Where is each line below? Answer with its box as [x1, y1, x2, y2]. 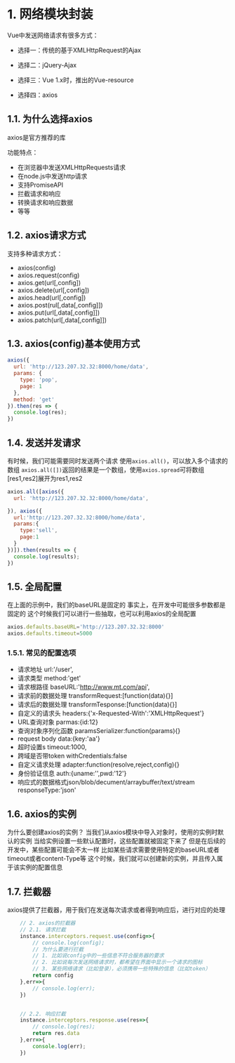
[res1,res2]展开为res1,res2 [7, 474, 83, 482]
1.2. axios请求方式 [7, 230, 86, 242]
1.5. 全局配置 [7, 581, 62, 593]
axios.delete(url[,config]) [17, 286, 90, 294]
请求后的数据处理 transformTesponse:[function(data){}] [17, 700, 177, 709]
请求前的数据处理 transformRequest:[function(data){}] [17, 692, 173, 700]
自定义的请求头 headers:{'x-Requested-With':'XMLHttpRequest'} [17, 709, 205, 718]
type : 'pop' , [20, 376, 58, 383]
